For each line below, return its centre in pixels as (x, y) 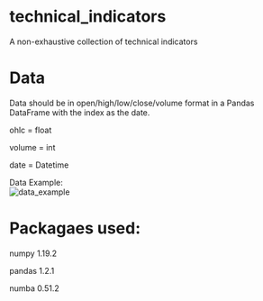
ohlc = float (31, 130)
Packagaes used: (75, 228)
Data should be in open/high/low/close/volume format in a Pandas (132, 103)
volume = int (32, 147)
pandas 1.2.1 (32, 270)
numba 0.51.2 (35, 288)
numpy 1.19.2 (33, 253)
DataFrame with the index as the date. (80, 112)
